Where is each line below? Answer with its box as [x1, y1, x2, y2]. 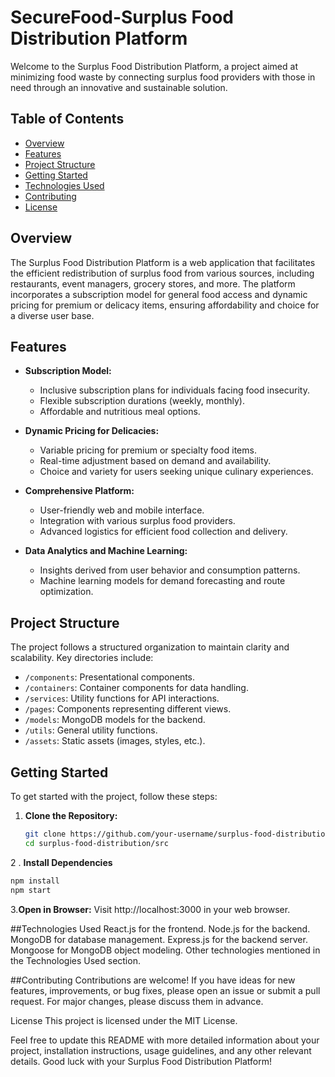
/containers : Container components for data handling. [24, 682, 249, 694]
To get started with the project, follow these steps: [10, 791, 218, 802]
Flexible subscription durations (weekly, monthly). [39, 395, 245, 407]
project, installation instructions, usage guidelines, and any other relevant [10, 1044, 312, 1056]
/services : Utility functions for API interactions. [24, 692, 220, 705]
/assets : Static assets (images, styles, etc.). [24, 735, 206, 747]
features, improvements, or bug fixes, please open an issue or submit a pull [10, 984, 321, 996]
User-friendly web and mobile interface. [39, 504, 205, 516]
